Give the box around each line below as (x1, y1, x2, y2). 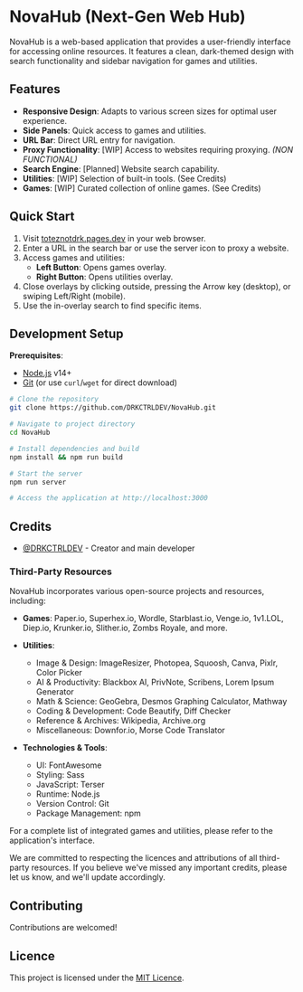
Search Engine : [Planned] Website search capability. (22, 163, 220, 174)
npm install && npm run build (9, 452, 124, 462)
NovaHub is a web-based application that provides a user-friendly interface (9, 36, 291, 47)
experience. (22, 115, 68, 126)
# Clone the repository (9, 395, 99, 404)
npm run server (9, 477, 67, 487)
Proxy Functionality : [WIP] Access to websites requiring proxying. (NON (22, 144, 294, 155)
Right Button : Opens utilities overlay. (35, 271, 174, 282)
